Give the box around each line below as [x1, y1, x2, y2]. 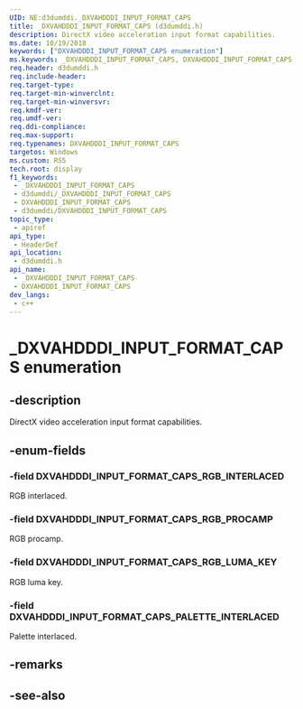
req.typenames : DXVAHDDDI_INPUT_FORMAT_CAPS [9, 139, 179, 148]
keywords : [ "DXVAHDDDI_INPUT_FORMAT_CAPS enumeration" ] [9, 47, 224, 56]
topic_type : [9, 214, 54, 224]
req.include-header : [9, 72, 87, 81]
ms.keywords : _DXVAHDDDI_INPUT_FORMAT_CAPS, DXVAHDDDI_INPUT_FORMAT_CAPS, [9, 55, 297, 64]
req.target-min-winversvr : [9, 97, 111, 107]
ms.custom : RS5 [9, 155, 67, 165]
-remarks [9, 657, 63, 673]
